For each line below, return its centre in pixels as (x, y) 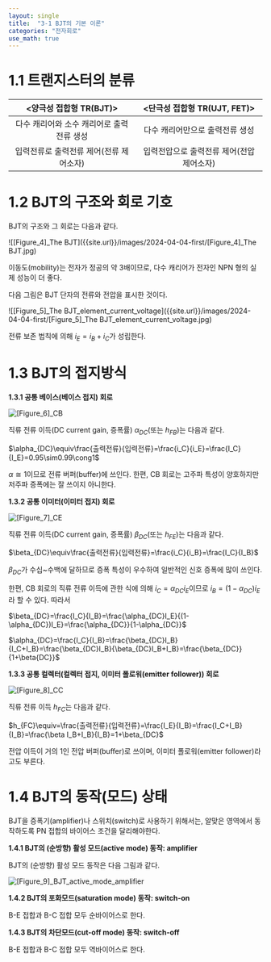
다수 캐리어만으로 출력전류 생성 (199, 130)
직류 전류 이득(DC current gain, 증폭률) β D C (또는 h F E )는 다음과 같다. (116, 535)
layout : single (34, 16)
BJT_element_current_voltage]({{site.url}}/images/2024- (158, 311)
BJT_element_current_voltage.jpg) (156, 320)
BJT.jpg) (23, 251)
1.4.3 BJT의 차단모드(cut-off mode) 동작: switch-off (94, 932)
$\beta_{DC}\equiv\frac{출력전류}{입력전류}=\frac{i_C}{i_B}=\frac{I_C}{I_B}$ (134, 553)
